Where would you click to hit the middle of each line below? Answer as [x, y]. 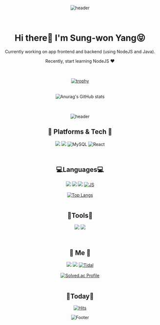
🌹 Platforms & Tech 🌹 [80, 132]
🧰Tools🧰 [80, 215]
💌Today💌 [80, 296]
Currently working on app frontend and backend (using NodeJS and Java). [80, 51]
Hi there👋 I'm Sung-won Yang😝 [80, 38]
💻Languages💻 [80, 170]
